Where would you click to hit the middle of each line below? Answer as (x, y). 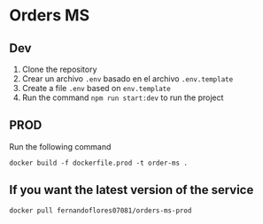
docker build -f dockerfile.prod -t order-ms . (99, 163)
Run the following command (60, 146)
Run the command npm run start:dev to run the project (123, 97)
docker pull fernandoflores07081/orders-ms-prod (101, 210)
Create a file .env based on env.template (96, 88)
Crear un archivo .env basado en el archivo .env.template (128, 79)
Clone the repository (59, 69)
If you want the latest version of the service (131, 190)
